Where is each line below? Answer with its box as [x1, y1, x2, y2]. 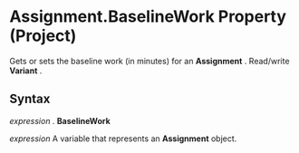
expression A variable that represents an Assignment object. [9, 133, 237, 144]
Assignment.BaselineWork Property [9, 6, 287, 27]
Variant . [9, 65, 43, 76]
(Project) [9, 25, 77, 46]
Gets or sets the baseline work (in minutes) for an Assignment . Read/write [9, 55, 290, 66]
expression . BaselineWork [9, 115, 111, 126]
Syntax [9, 91, 51, 107]
